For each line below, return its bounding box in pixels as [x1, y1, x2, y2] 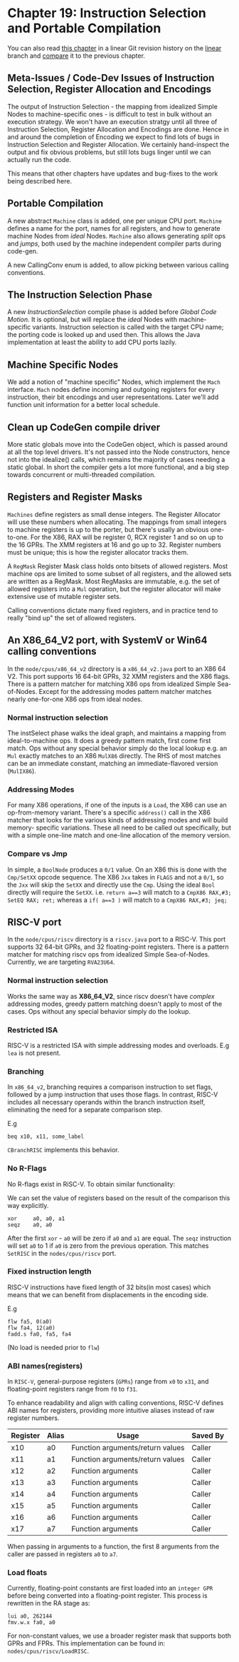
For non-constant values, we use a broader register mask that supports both [7, 1631, 231, 1640]
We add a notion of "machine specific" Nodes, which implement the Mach [7, 378, 221, 386]
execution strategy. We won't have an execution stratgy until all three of [7, 117, 218, 126]
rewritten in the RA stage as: [7, 1599, 90, 1608]
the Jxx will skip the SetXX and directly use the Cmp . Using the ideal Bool [7, 880, 216, 889]
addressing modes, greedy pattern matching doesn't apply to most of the [7, 999, 223, 1008]
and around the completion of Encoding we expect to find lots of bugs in [7, 132, 220, 141]
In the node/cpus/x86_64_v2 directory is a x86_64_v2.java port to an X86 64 [7, 664, 226, 673]
